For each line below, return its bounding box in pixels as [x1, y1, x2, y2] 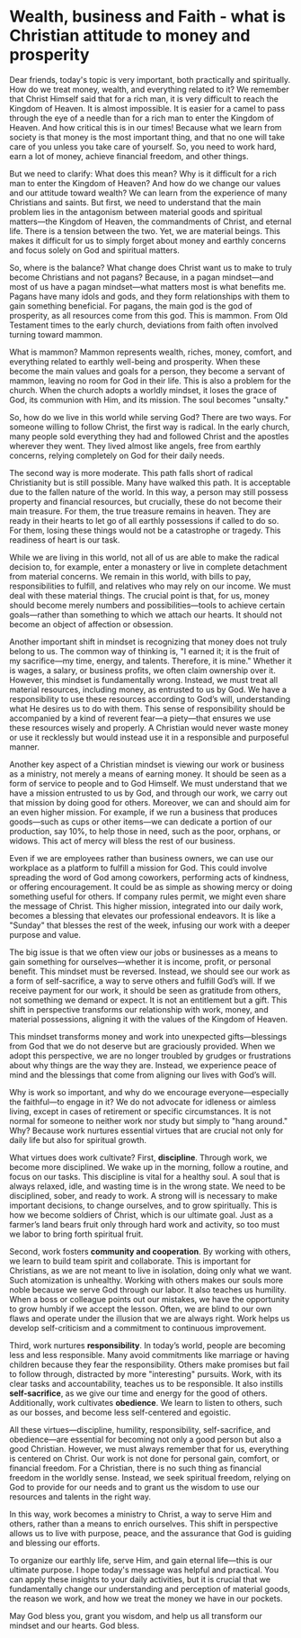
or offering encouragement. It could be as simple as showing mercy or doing [9, 881, 293, 892]
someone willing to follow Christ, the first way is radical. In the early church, [9, 421, 290, 432]
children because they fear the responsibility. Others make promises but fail [9, 1359, 290, 1370]
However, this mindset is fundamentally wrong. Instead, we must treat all [9, 674, 279, 685]
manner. [9, 741, 40, 752]
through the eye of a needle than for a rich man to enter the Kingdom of [9, 112, 274, 123]
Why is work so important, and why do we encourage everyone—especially [9, 1086, 289, 1097]
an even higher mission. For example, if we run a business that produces [9, 806, 279, 817]
